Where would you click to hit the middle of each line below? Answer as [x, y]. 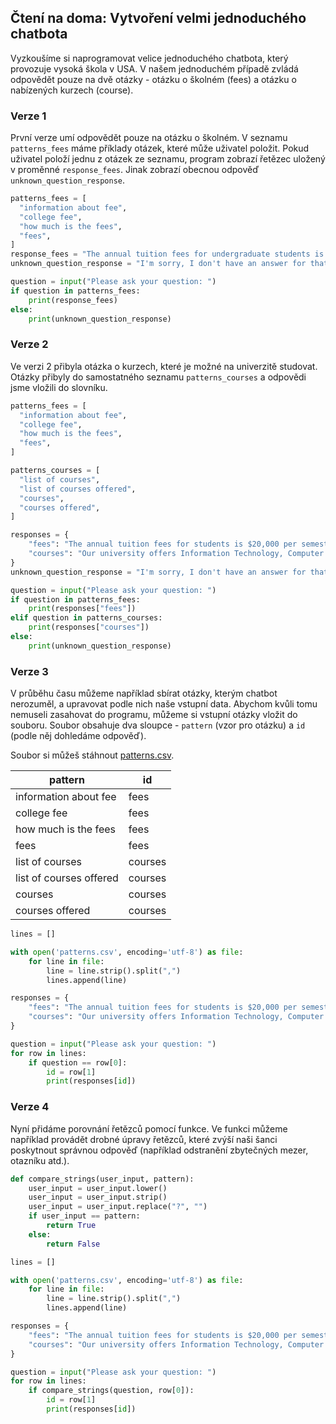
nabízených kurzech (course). [72, 90]
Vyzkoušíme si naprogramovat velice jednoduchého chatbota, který [149, 58]
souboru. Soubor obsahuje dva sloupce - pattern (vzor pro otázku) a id [158, 725]
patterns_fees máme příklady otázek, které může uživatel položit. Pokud [160, 148]
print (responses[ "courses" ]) [89, 627]
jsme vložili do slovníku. [59, 387]
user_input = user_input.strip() [98, 1197]
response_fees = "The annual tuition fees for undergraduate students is [167, 254]
